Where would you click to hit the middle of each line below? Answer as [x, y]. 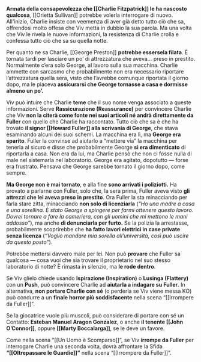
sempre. [16, 173]
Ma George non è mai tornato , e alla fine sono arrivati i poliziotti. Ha [91, 184]
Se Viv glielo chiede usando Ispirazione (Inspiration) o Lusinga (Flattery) [97, 278]
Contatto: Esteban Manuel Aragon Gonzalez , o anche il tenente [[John [95, 322]
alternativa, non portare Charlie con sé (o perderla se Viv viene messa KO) [99, 291]
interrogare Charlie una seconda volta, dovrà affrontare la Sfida [85, 346]
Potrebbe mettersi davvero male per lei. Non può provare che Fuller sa [94, 254]
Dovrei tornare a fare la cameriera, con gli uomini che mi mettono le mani [97, 217]
